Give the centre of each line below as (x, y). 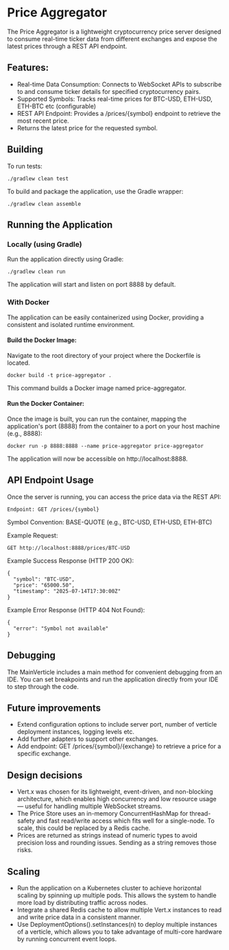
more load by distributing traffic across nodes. (83, 903)
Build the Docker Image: (42, 340)
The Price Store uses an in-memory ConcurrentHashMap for (103, 814)
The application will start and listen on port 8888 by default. (92, 284)
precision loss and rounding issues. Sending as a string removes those (117, 843)
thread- (200, 814)
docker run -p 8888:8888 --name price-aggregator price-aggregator (106, 446)
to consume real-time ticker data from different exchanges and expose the (112, 38)
